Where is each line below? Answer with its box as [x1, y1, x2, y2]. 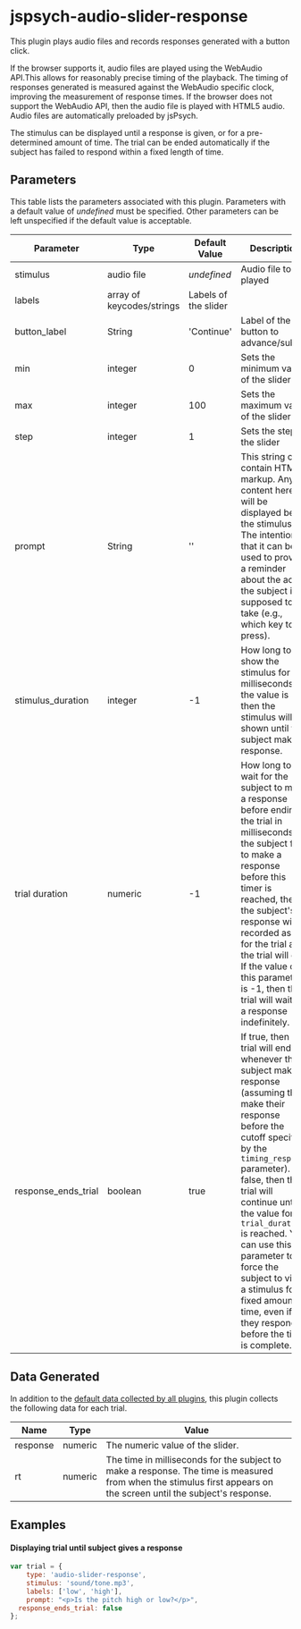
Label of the [240, 314, 291, 326]
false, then [240, 1173, 285, 1186]
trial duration [14, 887, 68, 899]
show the [240, 654, 280, 667]
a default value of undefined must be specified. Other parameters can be [10, 206, 280, 216]
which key [240, 618, 284, 630]
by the [240, 1142, 267, 1154]
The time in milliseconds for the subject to [105, 1453, 282, 1465]
